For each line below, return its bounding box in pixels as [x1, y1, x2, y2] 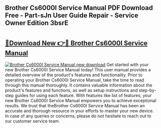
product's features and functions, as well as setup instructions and [5, 87, 138, 93]
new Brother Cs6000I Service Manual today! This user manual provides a [5, 67, 151, 72]
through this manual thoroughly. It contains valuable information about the [5, 82, 152, 88]
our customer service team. [5, 118, 60, 124]
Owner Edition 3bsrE [5, 19, 69, 27]
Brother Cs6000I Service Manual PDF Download [5, 4, 153, 12]
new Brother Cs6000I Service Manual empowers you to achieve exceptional [5, 98, 157, 103]
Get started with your [106, 62, 149, 67]
